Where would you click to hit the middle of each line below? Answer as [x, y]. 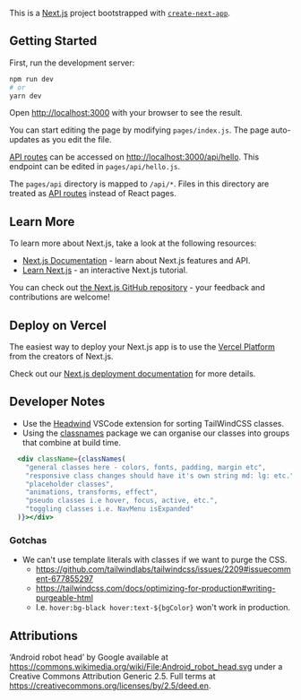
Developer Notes [57, 402]
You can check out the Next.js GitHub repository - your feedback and [138, 288]
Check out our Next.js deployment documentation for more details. [133, 374]
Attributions [44, 635]
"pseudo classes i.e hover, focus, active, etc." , [122, 501]
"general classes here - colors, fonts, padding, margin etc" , [146, 467]
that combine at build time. [71, 442]
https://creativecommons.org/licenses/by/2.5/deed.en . [110, 686]
